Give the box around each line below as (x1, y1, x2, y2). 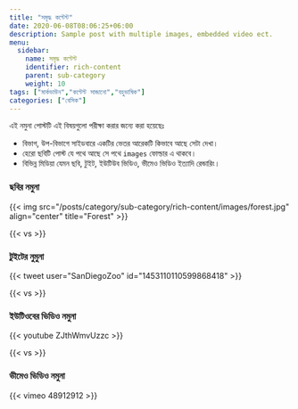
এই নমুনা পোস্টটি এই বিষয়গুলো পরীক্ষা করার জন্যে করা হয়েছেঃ (9, 120, 165, 131)
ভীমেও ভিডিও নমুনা (9, 370, 65, 382)
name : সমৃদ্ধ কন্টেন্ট (25, 54, 78, 63)
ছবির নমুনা (9, 181, 40, 193)
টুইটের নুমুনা (9, 250, 45, 263)
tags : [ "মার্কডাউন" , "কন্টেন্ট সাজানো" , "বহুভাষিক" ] (9, 87, 145, 96)
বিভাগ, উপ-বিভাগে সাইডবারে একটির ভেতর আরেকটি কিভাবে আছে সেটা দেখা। (21, 138, 219, 149)
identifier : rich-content (25, 63, 122, 72)
